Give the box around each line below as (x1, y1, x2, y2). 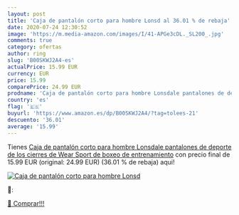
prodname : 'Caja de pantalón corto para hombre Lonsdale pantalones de (7, 90, 224, 97)
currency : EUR (7, 70, 50, 77)
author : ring (7, 51, 46, 58)
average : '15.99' (7, 122, 59, 130)
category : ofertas (7, 43, 62, 51)
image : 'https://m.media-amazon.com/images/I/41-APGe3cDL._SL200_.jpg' (7, 30, 224, 38)
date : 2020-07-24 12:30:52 (7, 23, 87, 31)
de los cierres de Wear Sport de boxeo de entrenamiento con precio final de (7, 150, 230, 159)
